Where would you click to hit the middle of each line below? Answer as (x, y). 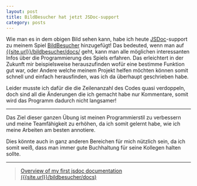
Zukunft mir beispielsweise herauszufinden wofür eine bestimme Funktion (95, 64)
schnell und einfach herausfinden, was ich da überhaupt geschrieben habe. (97, 77)
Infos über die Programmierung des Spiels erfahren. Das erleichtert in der (95, 58)
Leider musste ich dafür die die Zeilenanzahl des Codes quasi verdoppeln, (96, 88)
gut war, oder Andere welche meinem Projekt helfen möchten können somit (97, 71)
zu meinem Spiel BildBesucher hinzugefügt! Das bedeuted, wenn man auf (95, 45)
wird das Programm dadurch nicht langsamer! (61, 101)
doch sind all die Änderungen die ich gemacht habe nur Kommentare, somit (97, 94)
